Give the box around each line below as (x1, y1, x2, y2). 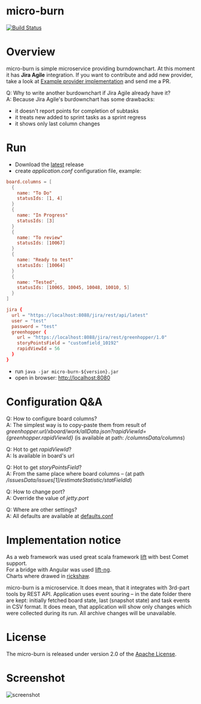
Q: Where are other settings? (6, 506, 78, 513)
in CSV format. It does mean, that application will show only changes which (6, 603, 192, 610)
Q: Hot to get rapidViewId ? (6, 446, 72, 453)
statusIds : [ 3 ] (17, 218, 55, 224)
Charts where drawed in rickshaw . (6, 572, 91, 579)
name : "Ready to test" (17, 257, 74, 263)
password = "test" (11, 323, 58, 329)
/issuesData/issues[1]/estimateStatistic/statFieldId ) (6, 476, 132, 483)
